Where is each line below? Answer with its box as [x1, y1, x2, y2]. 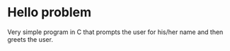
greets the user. [7, 35, 53, 43]
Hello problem [7, 4, 92, 21]
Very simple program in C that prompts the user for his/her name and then [7, 28, 224, 36]
